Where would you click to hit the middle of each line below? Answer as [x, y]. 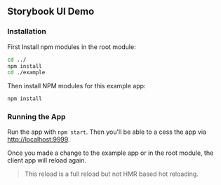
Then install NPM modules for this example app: [76, 86]
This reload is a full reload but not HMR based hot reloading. [111, 174]
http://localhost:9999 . [39, 139]
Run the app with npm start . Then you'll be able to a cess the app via [107, 132]
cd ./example [26, 73]
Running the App [36, 117]
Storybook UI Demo [51, 12]
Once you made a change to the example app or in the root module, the [110, 153]
